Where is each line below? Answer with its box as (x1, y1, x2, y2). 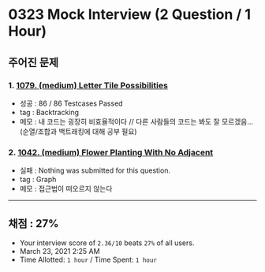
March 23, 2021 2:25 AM (19, 246, 100, 255)
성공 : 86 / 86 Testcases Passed (19, 99, 124, 108)
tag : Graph (19, 175, 57, 184)
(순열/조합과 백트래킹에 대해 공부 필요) (19, 126, 137, 136)
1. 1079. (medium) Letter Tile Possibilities (8, 80, 168, 91)
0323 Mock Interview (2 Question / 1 (8, 6, 251, 24)
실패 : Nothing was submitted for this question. (19, 166, 171, 175)
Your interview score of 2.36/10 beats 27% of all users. (19, 238, 195, 248)
